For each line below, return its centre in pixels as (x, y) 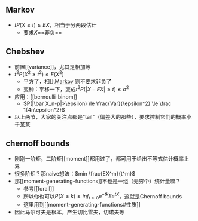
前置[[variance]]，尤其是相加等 (52, 67)
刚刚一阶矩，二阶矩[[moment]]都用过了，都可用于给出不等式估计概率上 (102, 158)
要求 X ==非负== (42, 32)
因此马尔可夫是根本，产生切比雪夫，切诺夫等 (69, 212)
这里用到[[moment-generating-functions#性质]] (82, 205)
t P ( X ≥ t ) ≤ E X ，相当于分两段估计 (55, 25)
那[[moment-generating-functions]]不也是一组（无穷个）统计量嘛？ (97, 181)
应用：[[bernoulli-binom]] (45, 96)
